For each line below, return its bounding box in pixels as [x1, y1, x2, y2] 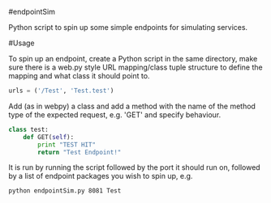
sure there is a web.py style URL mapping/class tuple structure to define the [8, 62, 263, 72]
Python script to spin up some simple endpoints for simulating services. [8, 23, 248, 32]
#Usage [8, 38, 35, 48]
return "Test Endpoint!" [37, 148, 122, 156]
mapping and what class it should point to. [8, 71, 150, 80]
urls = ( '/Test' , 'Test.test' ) [8, 87, 114, 95]
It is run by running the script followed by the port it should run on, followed [8, 163, 261, 172]
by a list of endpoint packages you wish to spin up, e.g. [8, 171, 193, 181]
